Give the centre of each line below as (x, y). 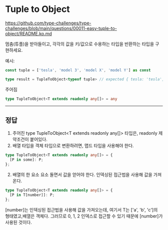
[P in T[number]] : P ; (32, 195)
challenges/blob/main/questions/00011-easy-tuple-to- (61, 28)
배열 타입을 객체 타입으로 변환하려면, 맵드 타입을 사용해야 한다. (73, 146)
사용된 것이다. (19, 222)
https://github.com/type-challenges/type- (48, 23)
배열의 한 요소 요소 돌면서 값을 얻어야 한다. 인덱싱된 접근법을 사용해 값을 (82, 175)
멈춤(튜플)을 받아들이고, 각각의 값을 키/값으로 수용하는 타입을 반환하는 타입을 (79, 44)
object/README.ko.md (29, 33)
